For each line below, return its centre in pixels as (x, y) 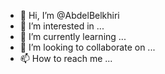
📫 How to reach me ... (66, 58)
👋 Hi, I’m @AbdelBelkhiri (69, 15)
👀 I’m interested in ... (62, 26)
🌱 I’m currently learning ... (73, 36)
